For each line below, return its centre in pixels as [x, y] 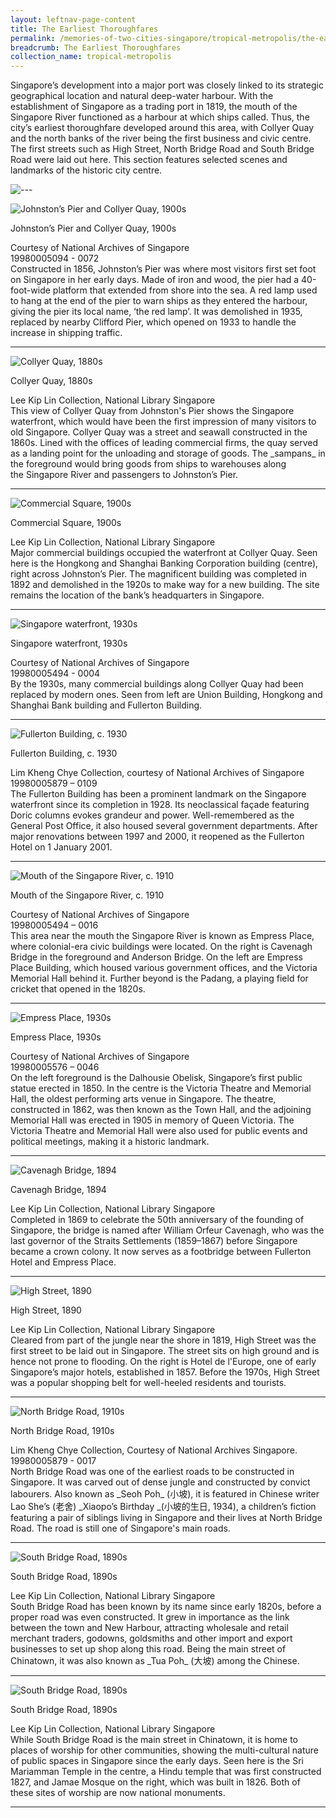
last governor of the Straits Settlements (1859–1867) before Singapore [154, 1241]
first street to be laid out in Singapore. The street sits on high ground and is [165, 1351]
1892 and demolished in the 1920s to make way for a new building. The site [165, 585]
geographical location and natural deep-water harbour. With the [142, 96]
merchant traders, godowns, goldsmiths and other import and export [151, 1638]
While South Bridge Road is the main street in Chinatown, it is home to [154, 1740]
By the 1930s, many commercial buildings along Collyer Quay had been [157, 684]
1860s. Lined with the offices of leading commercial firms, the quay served [164, 443]
